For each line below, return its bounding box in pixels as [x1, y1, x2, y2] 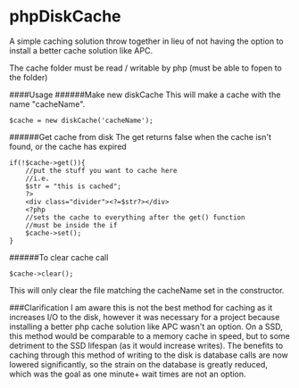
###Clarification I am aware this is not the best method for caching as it [9, 301, 273, 313]
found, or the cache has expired [9, 141, 127, 152]
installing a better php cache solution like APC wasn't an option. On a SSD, [9, 321, 283, 332]
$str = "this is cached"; [25, 181, 122, 191]
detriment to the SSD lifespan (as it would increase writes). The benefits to [9, 340, 284, 351]
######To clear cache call [9, 252, 109, 262]
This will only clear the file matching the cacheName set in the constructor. [9, 285, 285, 295]
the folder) [9, 71, 48, 82]
